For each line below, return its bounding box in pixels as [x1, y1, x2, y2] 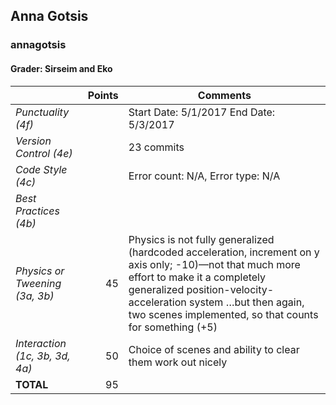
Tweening [15, 276, 62, 290]
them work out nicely [128, 355, 228, 369]
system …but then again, [189, 295, 305, 309]
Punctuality [15, 105, 70, 119]
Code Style [15, 162, 68, 176]
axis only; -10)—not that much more [128, 257, 301, 271]
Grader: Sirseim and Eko [10, 62, 113, 74]
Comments [197, 88, 252, 102]
